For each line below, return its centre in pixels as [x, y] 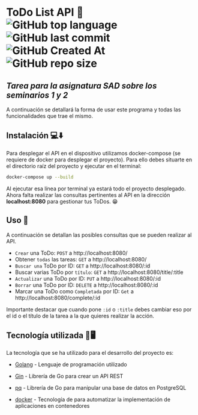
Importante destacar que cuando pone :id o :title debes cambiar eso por [99, 309]
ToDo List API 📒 [45, 12]
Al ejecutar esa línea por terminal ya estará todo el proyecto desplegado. [96, 189]
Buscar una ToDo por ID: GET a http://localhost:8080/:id [82, 266]
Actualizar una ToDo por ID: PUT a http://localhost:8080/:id [88, 278]
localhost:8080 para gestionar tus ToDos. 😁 [62, 201]
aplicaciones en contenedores [52, 406]
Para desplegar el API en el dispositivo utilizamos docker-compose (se [94, 153]
